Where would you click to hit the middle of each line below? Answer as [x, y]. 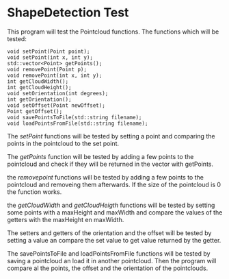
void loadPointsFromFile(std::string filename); [78, 123]
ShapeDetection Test [68, 13]
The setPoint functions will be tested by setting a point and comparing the [111, 136]
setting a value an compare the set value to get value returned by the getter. [114, 240]
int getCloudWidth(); [38, 81]
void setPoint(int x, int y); [50, 57]
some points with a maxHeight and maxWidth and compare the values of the [115, 212]
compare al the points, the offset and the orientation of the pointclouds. [108, 268]
